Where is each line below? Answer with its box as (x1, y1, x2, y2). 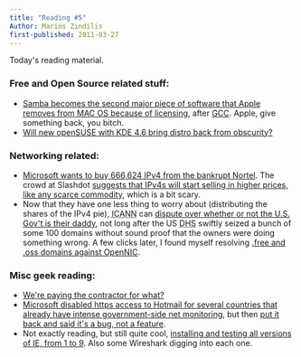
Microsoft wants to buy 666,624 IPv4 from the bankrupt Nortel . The (22, 169, 275, 181)
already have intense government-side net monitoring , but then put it (22, 309, 280, 320)
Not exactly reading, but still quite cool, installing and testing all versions (22, 328, 292, 339)
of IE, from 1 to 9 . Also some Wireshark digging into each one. (22, 338, 253, 349)
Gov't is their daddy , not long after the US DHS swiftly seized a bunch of (22, 218, 292, 229)
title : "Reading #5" (9, 13, 88, 23)
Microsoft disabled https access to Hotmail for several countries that (22, 299, 278, 310)
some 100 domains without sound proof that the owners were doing (22, 227, 276, 238)
